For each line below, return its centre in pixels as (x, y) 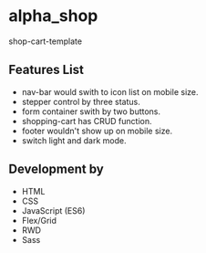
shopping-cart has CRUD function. (87, 121)
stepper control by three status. (81, 101)
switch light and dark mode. (74, 140)
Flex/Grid (39, 220)
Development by (56, 169)
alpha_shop (53, 16)
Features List (46, 70)
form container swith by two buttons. (91, 111)
